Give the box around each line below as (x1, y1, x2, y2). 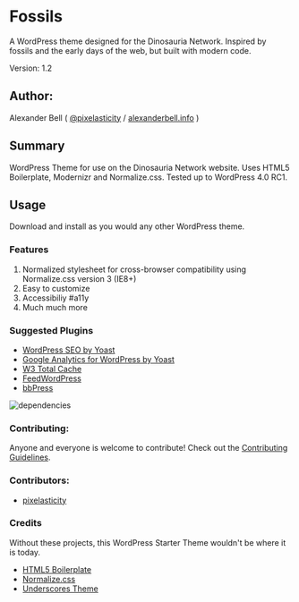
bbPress (21, 382, 54, 393)
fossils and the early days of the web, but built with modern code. (9, 45, 252, 55)
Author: (9, 89, 54, 104)
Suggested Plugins (9, 324, 94, 336)
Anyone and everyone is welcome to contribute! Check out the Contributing (9, 443, 288, 454)
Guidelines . (9, 452, 51, 462)
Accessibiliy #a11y (21, 293, 90, 303)
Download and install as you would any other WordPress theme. (9, 221, 245, 232)
